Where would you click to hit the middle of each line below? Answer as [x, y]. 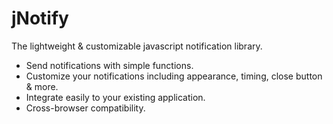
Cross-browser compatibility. [85, 108]
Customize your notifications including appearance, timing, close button [174, 76]
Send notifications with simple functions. [109, 65]
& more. [42, 86]
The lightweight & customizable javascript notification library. [137, 46]
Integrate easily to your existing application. [115, 97]
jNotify [40, 18]
